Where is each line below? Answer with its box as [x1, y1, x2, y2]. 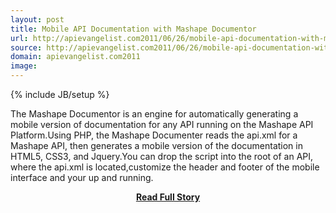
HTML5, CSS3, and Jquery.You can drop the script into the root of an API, [10, 151, 314, 162]
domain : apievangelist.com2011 [10, 52, 141, 62]
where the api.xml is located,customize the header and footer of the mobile [10, 161, 320, 173]
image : [10, 61, 38, 71]
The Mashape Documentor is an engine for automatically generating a [10, 108, 299, 120]
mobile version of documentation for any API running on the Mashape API [10, 119, 314, 130]
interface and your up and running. [10, 172, 154, 183]
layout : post [10, 14, 65, 25]
